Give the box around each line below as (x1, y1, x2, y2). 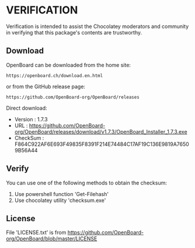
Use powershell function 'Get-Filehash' (14, 190, 109, 197)
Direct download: (6, 104, 48, 111)
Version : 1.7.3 (14, 116, 48, 123)
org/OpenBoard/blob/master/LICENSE (6, 235, 97, 242)
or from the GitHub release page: (6, 83, 86, 90)
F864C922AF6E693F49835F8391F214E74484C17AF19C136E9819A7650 (14, 141, 190, 148)
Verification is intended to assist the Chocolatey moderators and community (6, 23, 189, 30)
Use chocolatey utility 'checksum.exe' (14, 197, 106, 204)
